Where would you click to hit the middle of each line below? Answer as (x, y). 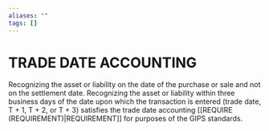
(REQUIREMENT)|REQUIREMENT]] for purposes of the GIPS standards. (126, 119)
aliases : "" (28, 16)
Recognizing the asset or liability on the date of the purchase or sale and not (134, 85)
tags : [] (23, 23)
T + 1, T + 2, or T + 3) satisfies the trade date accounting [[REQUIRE (120, 110)
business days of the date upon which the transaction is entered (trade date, (135, 101)
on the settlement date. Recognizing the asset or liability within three (122, 93)
